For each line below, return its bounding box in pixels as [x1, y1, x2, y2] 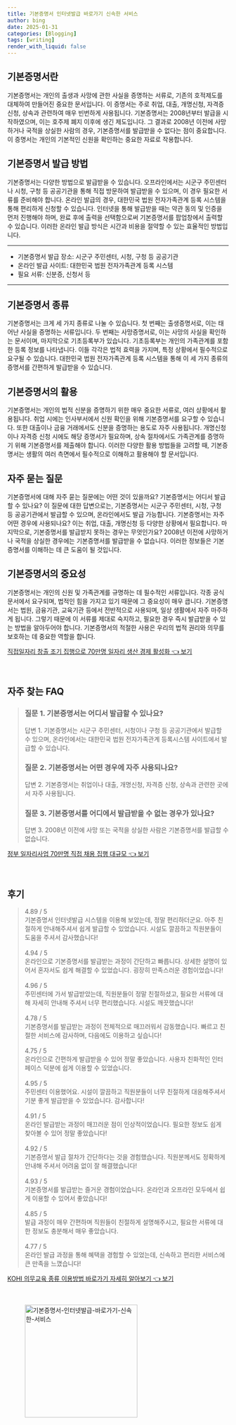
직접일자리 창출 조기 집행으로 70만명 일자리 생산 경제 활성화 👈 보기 [7, 647, 192, 656]
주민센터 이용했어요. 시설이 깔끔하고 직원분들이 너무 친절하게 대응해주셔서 [24, 1087, 226, 1096]
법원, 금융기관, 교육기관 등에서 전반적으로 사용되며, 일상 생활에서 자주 [20, 606, 209, 614]
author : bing [7, 17, 46, 24]
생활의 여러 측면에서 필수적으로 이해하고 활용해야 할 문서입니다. [25, 450, 199, 458]
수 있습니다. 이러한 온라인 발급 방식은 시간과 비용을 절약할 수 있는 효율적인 [7, 221, 209, 230]
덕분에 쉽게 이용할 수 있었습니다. [43, 1063, 132, 1072]
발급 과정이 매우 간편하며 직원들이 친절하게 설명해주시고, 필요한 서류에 [24, 1218, 216, 1226]
